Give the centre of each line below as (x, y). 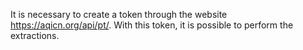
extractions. (35, 35)
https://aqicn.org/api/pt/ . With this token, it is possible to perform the (152, 25)
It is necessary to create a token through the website (119, 14)
